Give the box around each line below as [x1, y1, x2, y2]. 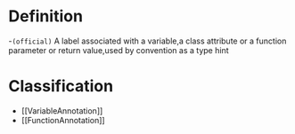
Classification [8, 76, 113, 97]
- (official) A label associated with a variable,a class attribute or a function [8, 35, 287, 46]
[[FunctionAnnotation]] [20, 114, 105, 125]
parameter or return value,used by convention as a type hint [8, 44, 229, 55]
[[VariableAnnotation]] [20, 105, 103, 116]
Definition [8, 6, 84, 27]
